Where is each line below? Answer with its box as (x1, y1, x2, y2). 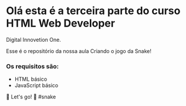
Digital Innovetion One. (6, 36, 62, 43)
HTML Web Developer (6, 16, 116, 30)
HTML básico (14, 75, 48, 83)
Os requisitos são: (6, 62, 59, 70)
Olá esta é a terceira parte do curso (6, 4, 181, 18)
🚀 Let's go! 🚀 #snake (6, 93, 56, 101)
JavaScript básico (14, 82, 59, 89)
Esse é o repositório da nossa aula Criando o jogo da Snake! (6, 47, 151, 54)
